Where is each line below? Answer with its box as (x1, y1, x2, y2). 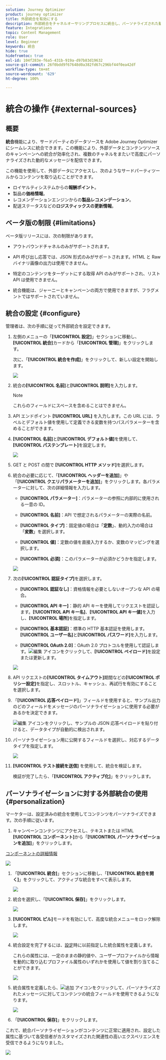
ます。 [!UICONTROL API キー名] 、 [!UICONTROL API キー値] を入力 (20, 609, 156, 615)
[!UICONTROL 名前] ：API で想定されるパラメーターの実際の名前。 (20, 512, 155, 518)
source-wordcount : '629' (5, 72, 57, 77)
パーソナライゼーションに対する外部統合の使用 (5, 789, 148, 797)
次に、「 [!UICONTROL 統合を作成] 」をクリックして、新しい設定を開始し (12, 356, 159, 362)
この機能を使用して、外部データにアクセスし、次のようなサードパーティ (5, 168, 152, 174)
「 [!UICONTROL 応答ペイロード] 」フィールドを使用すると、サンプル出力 (12, 698, 161, 704)
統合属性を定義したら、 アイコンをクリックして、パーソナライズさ (12, 985, 161, 991)
